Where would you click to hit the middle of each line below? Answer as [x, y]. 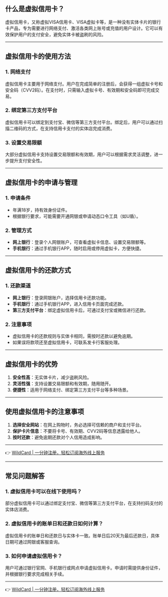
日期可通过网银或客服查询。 [34, 542]
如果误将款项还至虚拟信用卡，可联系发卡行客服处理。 [67, 342]
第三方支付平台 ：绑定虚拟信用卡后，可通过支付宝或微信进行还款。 [80, 310]
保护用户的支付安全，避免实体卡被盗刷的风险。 [57, 34]
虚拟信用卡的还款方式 [38, 271]
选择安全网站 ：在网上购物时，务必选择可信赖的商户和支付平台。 [78, 425]
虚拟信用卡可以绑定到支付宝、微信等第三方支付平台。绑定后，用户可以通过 [82, 122]
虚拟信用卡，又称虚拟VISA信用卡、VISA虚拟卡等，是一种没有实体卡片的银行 [83, 22]
